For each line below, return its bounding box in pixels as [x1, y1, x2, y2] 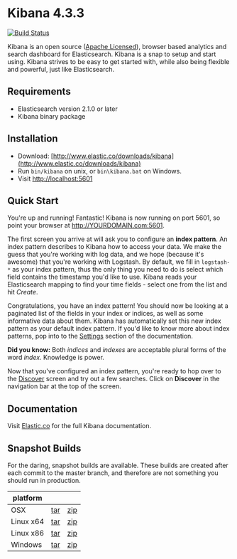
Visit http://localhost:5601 [17, 174, 93, 183]
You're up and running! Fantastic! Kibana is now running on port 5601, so [7, 213, 221, 222]
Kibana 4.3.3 [7, 5, 85, 21]
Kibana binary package [17, 112, 86, 120]
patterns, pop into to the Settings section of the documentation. [7, 332, 194, 341]
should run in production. [7, 477, 82, 484]
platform [13, 493, 43, 503]
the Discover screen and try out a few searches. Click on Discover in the [7, 375, 220, 383]
